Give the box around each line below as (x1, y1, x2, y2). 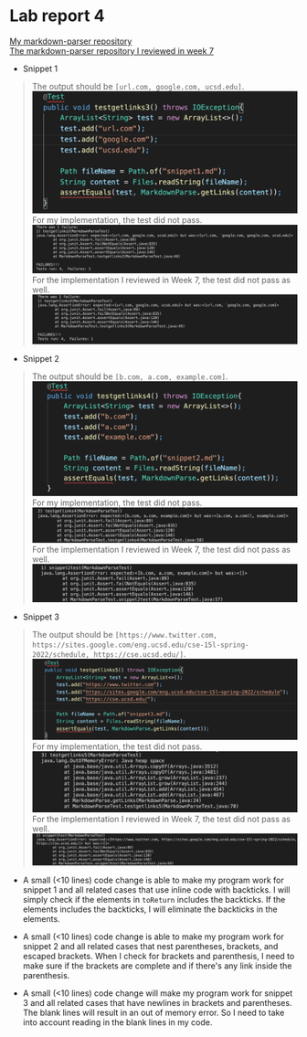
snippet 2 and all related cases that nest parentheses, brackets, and (22, 941, 279, 952)
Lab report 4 (9, 5, 105, 26)
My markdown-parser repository (9, 36, 132, 47)
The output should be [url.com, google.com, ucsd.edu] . (31, 80, 245, 91)
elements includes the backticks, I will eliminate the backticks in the (22, 904, 278, 915)
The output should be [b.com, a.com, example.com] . (31, 371, 228, 382)
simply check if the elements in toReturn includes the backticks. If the (22, 894, 286, 905)
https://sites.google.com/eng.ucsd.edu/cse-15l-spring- (31, 640, 249, 650)
